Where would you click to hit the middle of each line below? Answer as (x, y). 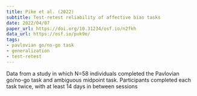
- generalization (28, 51)
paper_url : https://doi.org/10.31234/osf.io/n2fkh (71, 28)
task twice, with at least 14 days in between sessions (72, 86)
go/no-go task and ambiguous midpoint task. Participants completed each (99, 80)
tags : (13, 40)
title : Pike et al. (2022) (40, 12)
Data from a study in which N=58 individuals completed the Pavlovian (93, 73)
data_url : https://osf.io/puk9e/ (48, 34)
